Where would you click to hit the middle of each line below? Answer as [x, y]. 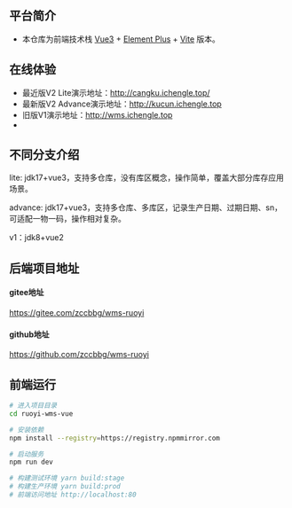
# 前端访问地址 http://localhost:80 [73, 495]
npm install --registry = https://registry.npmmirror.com [114, 438]
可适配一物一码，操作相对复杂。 [67, 219]
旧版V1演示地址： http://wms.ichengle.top [97, 114]
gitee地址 [27, 293]
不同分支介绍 [44, 155]
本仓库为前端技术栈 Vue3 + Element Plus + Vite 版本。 [121, 39]
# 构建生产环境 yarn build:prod [65, 487]
